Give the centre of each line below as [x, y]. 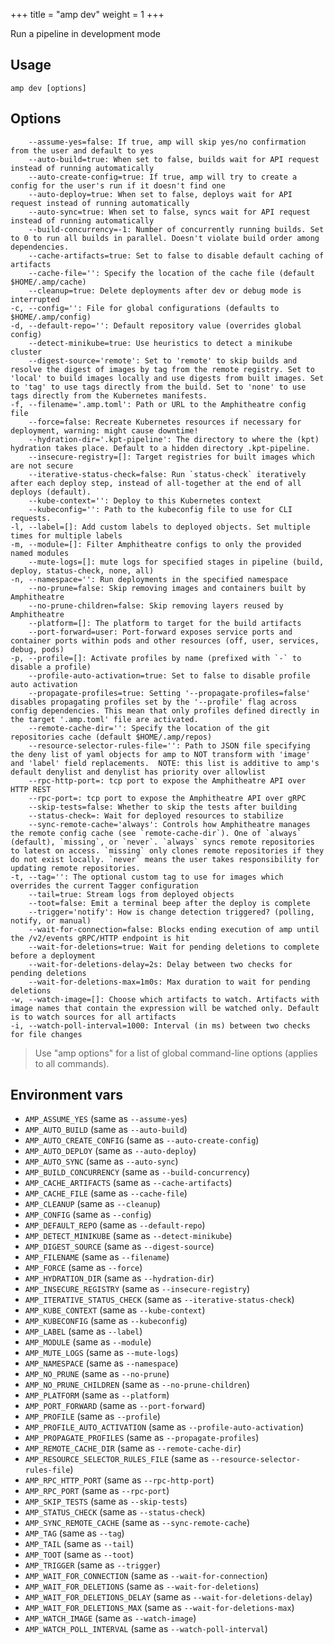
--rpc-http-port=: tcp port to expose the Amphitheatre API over [167, 780]
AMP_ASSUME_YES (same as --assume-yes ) [106, 1119]
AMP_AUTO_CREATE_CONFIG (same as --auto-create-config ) [142, 1140]
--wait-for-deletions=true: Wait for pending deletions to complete [174, 947]
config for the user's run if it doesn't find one [118, 185]
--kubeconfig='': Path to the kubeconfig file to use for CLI [160, 509]
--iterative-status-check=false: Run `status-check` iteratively [167, 474]
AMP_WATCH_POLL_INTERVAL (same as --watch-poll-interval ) [146, 1629]
